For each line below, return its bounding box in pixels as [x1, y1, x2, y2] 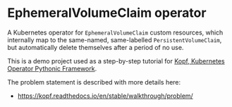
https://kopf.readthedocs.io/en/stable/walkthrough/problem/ [17, 92, 194, 100]
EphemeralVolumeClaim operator [7, 5, 207, 21]
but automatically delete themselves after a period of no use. [7, 43, 184, 51]
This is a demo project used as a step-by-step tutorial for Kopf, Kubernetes [7, 56, 225, 65]
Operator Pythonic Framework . [7, 64, 97, 73]
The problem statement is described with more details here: [7, 77, 181, 86]
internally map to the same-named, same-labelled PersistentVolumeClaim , [7, 35, 222, 44]
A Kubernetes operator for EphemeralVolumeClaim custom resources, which [7, 28, 224, 37]
